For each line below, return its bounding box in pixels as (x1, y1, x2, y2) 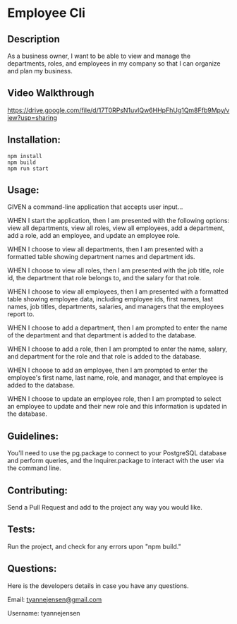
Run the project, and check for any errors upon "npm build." (7, 542, 181, 551)
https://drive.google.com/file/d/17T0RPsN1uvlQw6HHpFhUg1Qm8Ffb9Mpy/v (7, 106, 230, 114)
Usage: (7, 184, 40, 196)
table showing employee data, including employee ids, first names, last (7, 295, 213, 304)
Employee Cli (7, 5, 86, 21)
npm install (7, 152, 42, 160)
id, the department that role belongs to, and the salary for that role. (7, 274, 202, 282)
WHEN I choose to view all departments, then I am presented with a (7, 245, 204, 253)
